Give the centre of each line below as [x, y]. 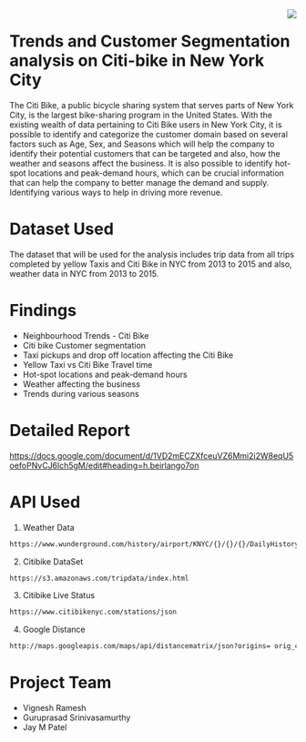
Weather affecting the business [82, 384]
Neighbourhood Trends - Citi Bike [86, 335]
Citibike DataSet [53, 561]
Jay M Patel [45, 727]
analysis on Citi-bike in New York [137, 61]
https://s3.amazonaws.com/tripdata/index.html [99, 578]
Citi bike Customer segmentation [84, 345]
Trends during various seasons [81, 393]
